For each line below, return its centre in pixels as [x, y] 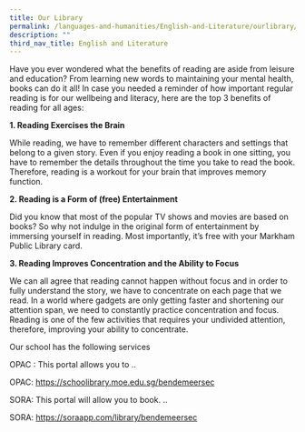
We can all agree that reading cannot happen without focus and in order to [149, 281]
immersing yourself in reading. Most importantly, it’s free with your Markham [152, 236]
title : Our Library [46, 18]
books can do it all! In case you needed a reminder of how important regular [151, 88]
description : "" [40, 35]
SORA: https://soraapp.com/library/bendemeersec [103, 417]
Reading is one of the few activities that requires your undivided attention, [148, 320]
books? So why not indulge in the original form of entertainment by [134, 226]
